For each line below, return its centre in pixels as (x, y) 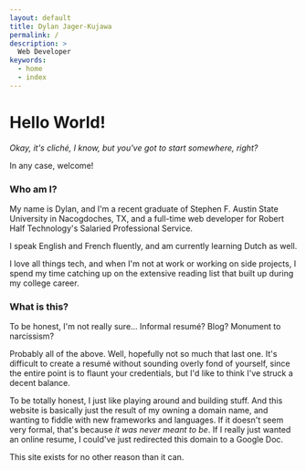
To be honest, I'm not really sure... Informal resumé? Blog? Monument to (145, 327)
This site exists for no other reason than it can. (97, 457)
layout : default (40, 18)
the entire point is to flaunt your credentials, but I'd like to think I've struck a (152, 373)
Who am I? (33, 189)
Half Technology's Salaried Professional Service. (101, 228)
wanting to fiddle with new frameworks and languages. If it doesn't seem (147, 420)
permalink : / (34, 35)
